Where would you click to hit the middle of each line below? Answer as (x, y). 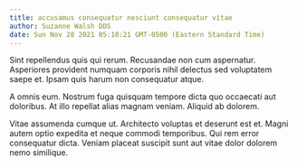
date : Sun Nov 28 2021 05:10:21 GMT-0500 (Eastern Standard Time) (137, 34)
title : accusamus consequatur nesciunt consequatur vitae (121, 18)
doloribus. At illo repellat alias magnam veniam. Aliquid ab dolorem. (134, 107)
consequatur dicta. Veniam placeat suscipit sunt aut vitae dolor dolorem (144, 143)
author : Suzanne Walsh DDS (60, 26)
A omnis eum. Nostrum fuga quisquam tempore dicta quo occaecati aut (143, 97)
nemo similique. (39, 153)
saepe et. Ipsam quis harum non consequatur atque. (107, 79)
